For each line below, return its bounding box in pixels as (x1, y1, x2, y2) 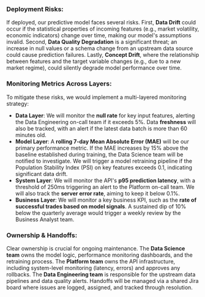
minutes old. (15, 131, 47, 139)
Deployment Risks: (6, 5, 64, 13)
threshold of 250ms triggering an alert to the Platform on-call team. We (15, 183, 195, 191)
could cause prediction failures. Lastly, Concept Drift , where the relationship (6, 51, 199, 59)
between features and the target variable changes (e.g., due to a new (6, 57, 181, 65)
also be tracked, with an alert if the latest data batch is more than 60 (15, 125, 188, 132)
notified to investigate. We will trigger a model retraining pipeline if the (15, 157, 193, 164)
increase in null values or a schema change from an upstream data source (6, 45, 193, 52)
